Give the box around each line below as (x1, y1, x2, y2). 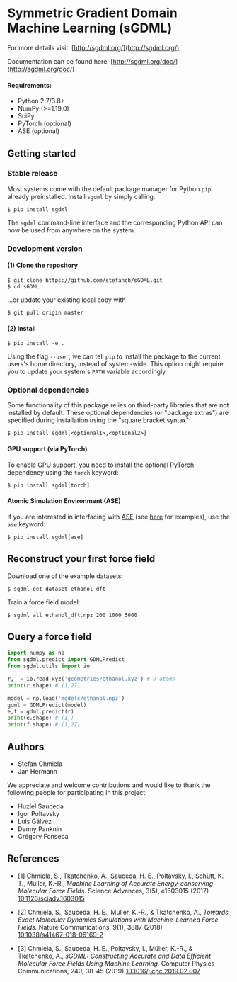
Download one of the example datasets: (7, 572, 124, 580)
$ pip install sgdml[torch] (7, 482, 91, 489)
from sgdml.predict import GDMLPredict (7, 656, 125, 663)
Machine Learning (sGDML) (7, 20, 172, 36)
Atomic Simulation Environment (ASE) (7, 497, 122, 505)
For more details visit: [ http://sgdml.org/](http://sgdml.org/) (7, 43, 180, 52)
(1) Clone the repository (7, 261, 79, 270)
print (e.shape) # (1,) (7, 714, 74, 722)
